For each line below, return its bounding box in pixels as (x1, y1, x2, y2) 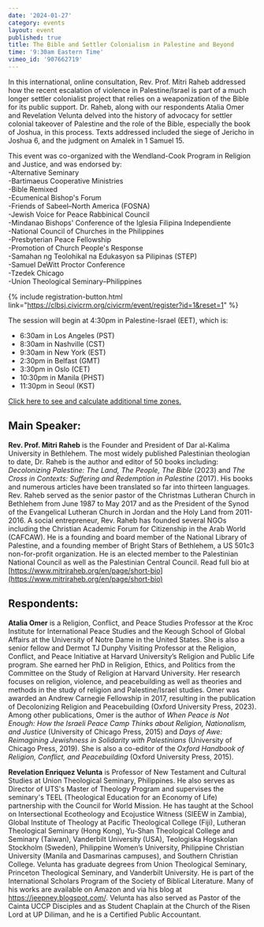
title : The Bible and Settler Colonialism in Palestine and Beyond (8, 41, 235, 49)
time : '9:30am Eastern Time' (8, 48, 104, 56)
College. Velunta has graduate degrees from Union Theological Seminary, (8, 859, 247, 869)
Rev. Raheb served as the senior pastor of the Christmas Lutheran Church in (8, 490, 256, 500)
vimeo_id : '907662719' (8, 56, 83, 64)
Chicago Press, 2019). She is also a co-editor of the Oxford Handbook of (8, 743, 244, 753)
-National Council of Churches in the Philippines (8, 226, 164, 236)
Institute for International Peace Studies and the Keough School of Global (8, 626, 246, 635)
